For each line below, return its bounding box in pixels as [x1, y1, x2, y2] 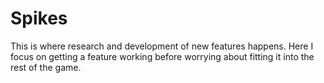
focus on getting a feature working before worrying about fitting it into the [10, 50, 315, 62]
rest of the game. [10, 61, 82, 73]
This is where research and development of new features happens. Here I [10, 40, 314, 52]
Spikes [10, 7, 68, 30]
